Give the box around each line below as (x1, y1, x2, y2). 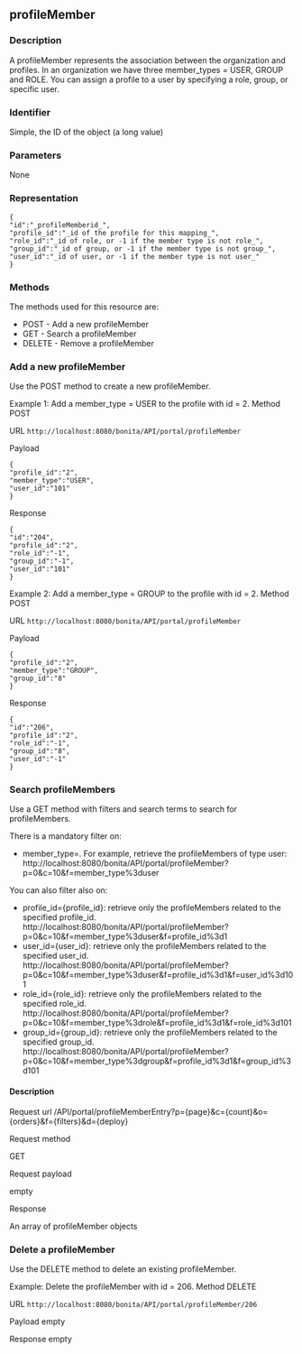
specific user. (9, 83, 60, 94)
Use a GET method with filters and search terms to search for (9, 804, 237, 815)
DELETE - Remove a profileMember (22, 337, 155, 348)
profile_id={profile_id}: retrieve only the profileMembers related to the (22, 902, 281, 914)
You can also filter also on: (9, 885, 108, 896)
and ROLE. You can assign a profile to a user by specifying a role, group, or (9, 74, 288, 85)
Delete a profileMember (9, 1243, 115, 1256)
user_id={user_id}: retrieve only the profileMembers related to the (22, 941, 267, 952)
